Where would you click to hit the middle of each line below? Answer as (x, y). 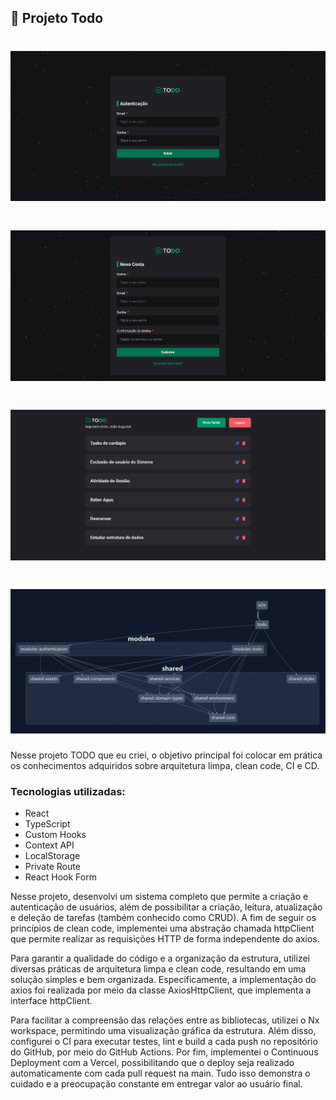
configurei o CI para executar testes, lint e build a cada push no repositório (164, 1042)
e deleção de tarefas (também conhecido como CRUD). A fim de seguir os (163, 918)
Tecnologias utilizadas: (68, 791)
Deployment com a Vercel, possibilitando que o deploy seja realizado (152, 1063)
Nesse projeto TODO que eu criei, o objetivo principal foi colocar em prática (166, 755)
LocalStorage (52, 856)
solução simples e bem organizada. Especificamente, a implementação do (163, 980)
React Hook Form (60, 877)
